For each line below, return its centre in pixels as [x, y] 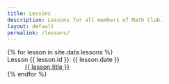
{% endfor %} [27, 74]
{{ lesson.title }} [47, 67]
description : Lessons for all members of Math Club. [85, 20]
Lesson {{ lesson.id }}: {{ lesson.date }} [63, 60]
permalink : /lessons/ [39, 33]
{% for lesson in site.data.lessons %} [60, 52]
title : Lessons [29, 13]
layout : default [31, 26]
